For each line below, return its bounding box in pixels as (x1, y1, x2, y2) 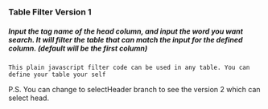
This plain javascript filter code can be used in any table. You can (8, 63, 250, 71)
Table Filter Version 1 (8, 6, 92, 18)
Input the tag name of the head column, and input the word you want (8, 26, 244, 36)
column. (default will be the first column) (8, 43, 148, 53)
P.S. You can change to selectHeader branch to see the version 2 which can (8, 84, 261, 94)
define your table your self (8, 71, 106, 79)
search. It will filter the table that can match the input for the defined (8, 34, 243, 44)
